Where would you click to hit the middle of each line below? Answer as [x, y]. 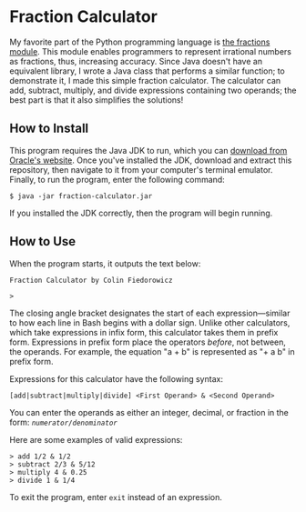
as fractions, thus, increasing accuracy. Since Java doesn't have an [136, 61]
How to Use [43, 241]
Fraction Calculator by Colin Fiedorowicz [91, 280]
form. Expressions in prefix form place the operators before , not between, [148, 342]
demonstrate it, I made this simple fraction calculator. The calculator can [145, 80]
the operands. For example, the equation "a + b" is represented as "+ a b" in [153, 351]
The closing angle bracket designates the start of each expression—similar [150, 313]
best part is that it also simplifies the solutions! [97, 100]
